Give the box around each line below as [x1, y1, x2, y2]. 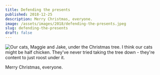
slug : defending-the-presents [5, 26, 68, 31]
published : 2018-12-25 [5, 12, 52, 17]
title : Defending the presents [5, 7, 70, 12]
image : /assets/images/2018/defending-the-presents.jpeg [5, 21, 126, 26]
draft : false [5, 30, 32, 35]
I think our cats [121, 44, 152, 50]
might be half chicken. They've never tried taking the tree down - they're [5, 49, 155, 55]
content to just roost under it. [5, 55, 65, 60]
